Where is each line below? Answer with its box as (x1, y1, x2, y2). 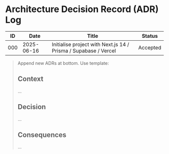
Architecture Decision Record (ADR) (5, 4, 159, 15)
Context (17, 74, 44, 84)
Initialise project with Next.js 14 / (52, 41, 129, 48)
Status (141, 32, 158, 39)
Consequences (17, 130, 67, 139)
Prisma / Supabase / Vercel (52, 47, 116, 54)
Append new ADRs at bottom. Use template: (17, 60, 109, 66)
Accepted (138, 44, 161, 51)
